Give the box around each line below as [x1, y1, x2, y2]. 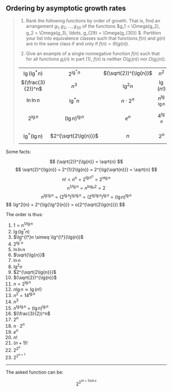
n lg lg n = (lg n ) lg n [13, 304, 49, 311]
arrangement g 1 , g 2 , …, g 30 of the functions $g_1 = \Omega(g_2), [26, 23, 160, 30]
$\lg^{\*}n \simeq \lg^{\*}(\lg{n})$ [13, 234, 84, 240]
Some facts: [6, 148, 31, 154]
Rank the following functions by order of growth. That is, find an [26, 17, 160, 23]
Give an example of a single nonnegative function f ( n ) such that [26, 50, 160, 57]
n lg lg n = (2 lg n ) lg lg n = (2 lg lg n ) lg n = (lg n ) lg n [41, 193, 132, 200]
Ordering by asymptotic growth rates [6, 4, 126, 13]
